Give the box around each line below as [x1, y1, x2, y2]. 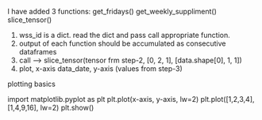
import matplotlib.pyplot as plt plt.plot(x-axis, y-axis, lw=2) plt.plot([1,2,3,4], [7, 95, 255, 103]
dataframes [18, 47, 57, 56]
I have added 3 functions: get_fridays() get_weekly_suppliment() [7, 7, 218, 16]
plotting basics [7, 79, 56, 88]
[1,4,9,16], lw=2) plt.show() [7, 103, 94, 112]
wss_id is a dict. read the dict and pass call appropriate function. [18, 31, 231, 39]
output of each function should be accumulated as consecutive [18, 39, 226, 48]
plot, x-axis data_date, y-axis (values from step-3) [18, 64, 183, 73]
